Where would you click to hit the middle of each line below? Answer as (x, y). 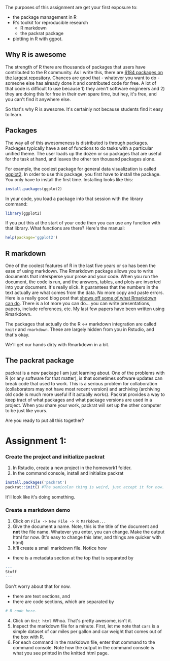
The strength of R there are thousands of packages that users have (75, 67)
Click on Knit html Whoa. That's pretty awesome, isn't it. (72, 620)
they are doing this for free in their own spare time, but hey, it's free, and (81, 94)
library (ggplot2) (24, 213)
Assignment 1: (36, 441)
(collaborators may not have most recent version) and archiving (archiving (83, 389)
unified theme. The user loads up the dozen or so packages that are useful (83, 153)
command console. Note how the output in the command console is (83, 647)
